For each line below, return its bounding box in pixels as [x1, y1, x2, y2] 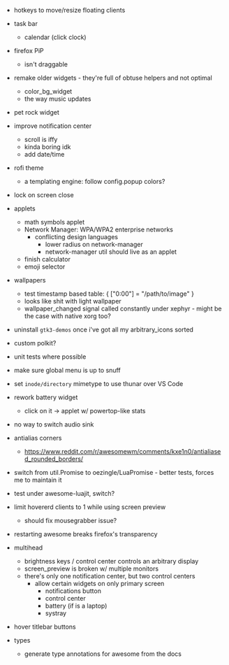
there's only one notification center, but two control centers [24, 572, 195, 580]
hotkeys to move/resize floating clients [13, 6, 126, 14]
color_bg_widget [24, 87, 73, 95]
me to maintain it [13, 475, 62, 484]
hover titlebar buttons [13, 622, 76, 631]
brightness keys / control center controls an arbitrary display [24, 557, 199, 565]
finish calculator [24, 255, 71, 263]
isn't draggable [24, 60, 68, 69]
